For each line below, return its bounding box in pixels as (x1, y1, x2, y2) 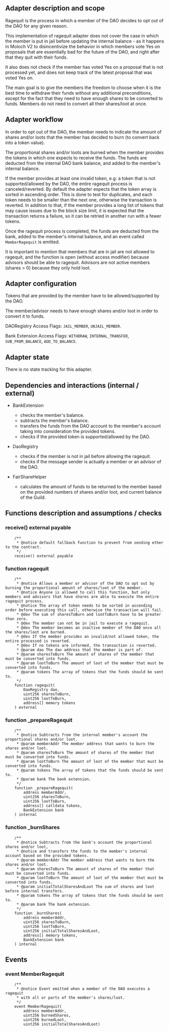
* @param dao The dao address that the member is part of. (16, 648, 143, 653)
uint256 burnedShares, (23, 1013, 71, 1018)
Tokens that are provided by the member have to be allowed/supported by (5, 293, 160, 299)
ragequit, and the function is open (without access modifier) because (5, 254, 149, 260)
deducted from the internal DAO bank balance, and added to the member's (5, 160, 161, 166)
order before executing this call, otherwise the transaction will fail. (5, 608, 164, 613)
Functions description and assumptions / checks (5, 509, 162, 518)
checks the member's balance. (20, 412, 85, 418)
